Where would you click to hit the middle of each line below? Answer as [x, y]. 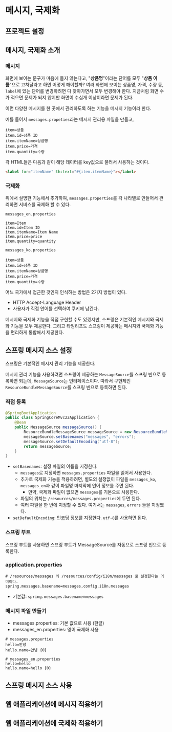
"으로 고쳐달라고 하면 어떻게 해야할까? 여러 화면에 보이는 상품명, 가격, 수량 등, [87, 85]
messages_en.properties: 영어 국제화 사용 [56, 630]
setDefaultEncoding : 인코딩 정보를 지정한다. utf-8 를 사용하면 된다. [80, 518]
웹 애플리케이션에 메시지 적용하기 [54, 704]
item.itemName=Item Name [32, 232]
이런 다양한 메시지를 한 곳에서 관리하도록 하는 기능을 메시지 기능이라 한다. [78, 108]
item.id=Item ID [23, 228]
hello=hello [18, 664]
